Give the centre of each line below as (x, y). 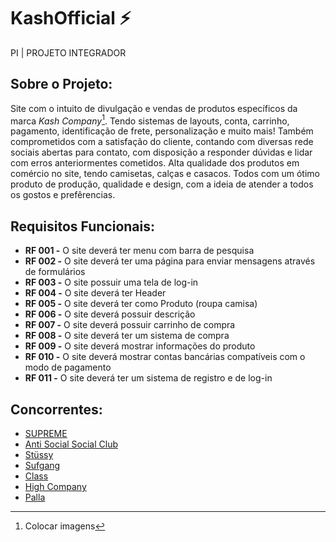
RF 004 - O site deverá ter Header (95, 293)
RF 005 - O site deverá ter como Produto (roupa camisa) (141, 304)
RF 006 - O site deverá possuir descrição (110, 314)
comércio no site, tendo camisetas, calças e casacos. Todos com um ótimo (165, 174)
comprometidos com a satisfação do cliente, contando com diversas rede (162, 142)
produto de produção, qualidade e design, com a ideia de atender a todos (162, 184)
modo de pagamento (68, 367)
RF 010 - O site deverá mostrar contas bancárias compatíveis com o (165, 357)
